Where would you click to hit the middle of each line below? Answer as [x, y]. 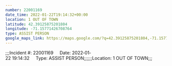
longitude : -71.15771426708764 [39, 29]
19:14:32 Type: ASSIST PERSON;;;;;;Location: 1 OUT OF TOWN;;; [82, 58]
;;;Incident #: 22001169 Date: [38, 53]
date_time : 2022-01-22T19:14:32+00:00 [47, 15]
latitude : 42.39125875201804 [36, 24]
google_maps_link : [25, 39]
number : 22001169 [24, 10]
